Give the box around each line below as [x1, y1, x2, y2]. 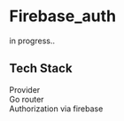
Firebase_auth [9, 6, 117, 26]
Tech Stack [9, 61, 73, 76]
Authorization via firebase [9, 103, 104, 114]
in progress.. [9, 35, 56, 46]
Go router [9, 94, 44, 104]
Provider [9, 84, 41, 95]
